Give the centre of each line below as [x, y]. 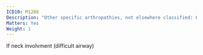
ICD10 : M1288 [23, 12]
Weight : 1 [19, 29]
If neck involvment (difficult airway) [50, 46]
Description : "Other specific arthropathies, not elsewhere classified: [100, 18]
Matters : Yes [23, 23]
